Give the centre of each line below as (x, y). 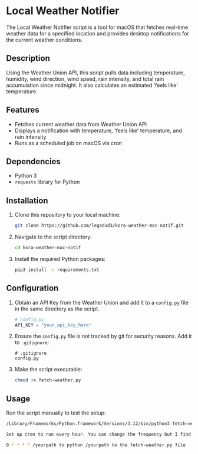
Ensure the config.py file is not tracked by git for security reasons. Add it (103, 336)
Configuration (32, 288)
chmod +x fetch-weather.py (48, 380)
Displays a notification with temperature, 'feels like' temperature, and (98, 130)
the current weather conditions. (44, 40)
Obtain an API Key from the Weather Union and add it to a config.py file (101, 302)
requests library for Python (47, 182)
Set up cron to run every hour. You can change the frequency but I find (99, 434)
